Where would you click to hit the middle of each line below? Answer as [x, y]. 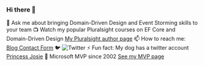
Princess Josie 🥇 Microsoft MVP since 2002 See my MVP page [85, 56]
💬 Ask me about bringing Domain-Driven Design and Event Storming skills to [102, 23]
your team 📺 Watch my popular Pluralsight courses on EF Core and [91, 30]
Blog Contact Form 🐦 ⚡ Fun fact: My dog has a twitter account [98, 48]
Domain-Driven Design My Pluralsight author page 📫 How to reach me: [96, 39]
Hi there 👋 [21, 10]
